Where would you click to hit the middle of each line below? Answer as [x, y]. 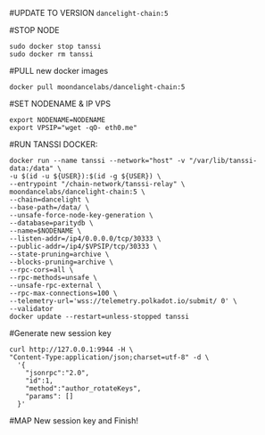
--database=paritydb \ [51, 223]
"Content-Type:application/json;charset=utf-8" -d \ [109, 357]
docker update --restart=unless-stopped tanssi [99, 316]
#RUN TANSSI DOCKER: [54, 144]
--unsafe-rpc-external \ [55, 285]
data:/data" [31, 168]
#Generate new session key [60, 333]
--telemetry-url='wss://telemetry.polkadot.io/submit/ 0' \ [124, 301]
